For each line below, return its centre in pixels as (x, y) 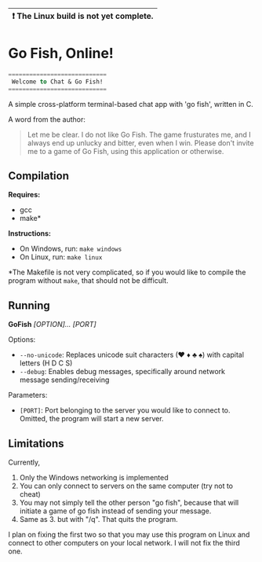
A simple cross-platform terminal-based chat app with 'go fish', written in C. (131, 104)
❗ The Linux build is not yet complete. (83, 16)
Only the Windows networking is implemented (94, 478)
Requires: (24, 195)
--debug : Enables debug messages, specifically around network (122, 372)
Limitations (36, 443)
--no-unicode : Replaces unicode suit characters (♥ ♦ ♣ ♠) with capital (132, 355)
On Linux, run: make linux (61, 257)
